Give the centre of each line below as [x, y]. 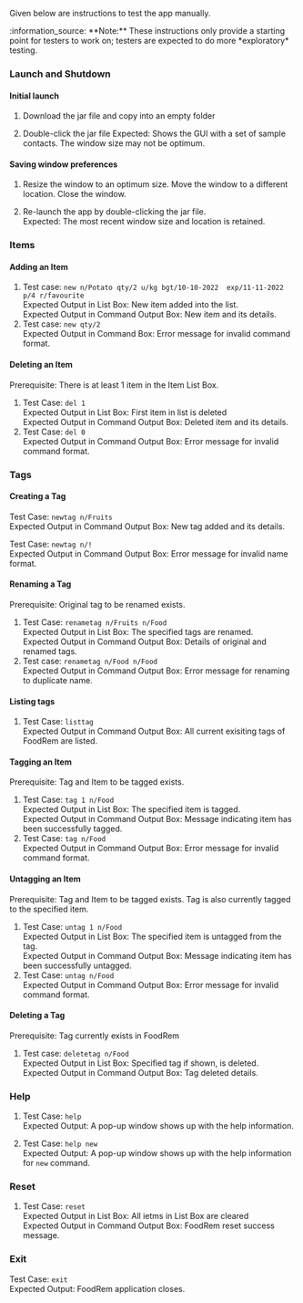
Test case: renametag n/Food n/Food [90, 661]
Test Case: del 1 [54, 402]
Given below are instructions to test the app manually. [110, 13]
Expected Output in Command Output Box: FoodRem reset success [148, 1225]
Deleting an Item [41, 365]
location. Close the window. [74, 194]
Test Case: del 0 [54, 432]
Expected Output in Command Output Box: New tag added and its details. [147, 526]
